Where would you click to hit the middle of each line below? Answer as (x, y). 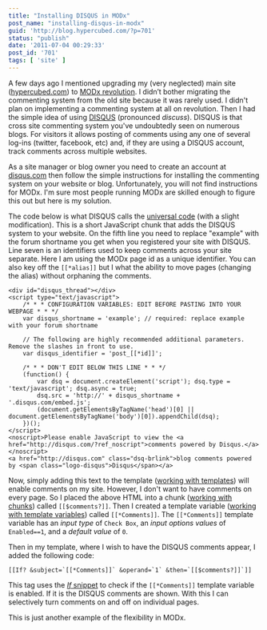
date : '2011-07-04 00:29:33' (57, 46)
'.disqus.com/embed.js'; (50, 402)
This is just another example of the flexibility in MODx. (97, 617)
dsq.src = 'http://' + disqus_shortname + (109, 395)
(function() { (46, 374)
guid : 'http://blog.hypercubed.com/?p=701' (82, 30)
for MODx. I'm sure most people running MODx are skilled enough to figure (132, 192)
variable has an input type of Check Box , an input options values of (117, 523)
